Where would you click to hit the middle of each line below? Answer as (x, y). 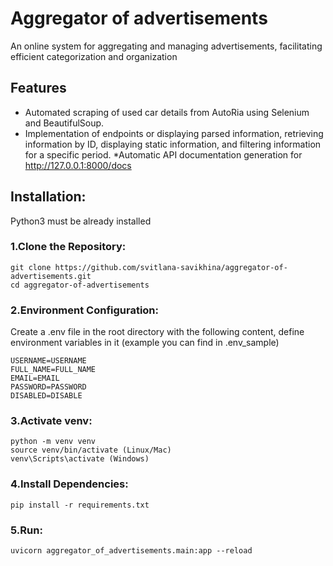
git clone (31, 267)
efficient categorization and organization (94, 56)
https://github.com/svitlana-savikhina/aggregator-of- (171, 267)
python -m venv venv (53, 442)
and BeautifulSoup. (64, 123)
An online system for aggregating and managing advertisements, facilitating (166, 46)
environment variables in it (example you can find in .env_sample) (145, 343)
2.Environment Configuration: (85, 310)
